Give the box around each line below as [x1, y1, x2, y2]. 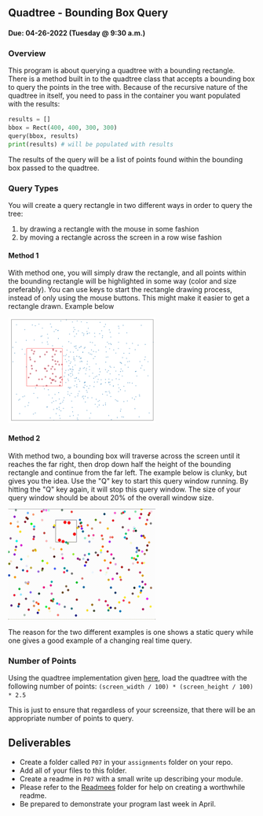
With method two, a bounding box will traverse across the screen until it [8, 451, 241, 460]
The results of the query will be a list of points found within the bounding [8, 154, 243, 164]
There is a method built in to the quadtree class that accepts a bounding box [8, 74, 255, 83]
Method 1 [8, 250, 39, 260]
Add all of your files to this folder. [19, 766, 127, 775]
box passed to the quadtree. [8, 163, 100, 172]
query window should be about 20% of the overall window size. [8, 492, 214, 503]
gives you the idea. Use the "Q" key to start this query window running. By [8, 476, 249, 485]
